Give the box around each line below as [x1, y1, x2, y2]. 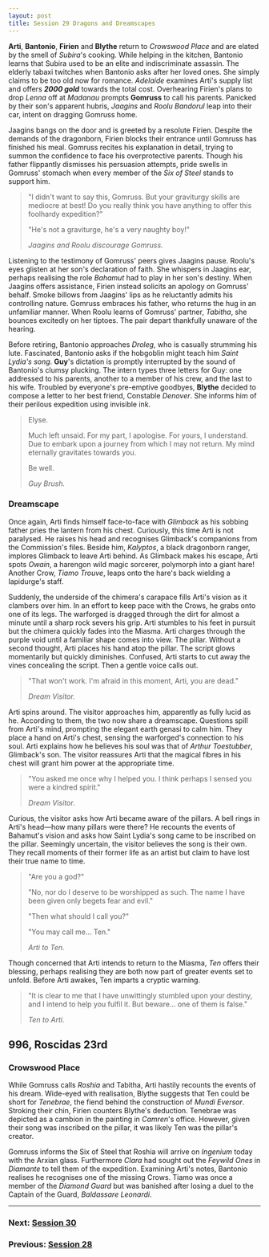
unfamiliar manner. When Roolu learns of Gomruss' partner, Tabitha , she [8, 307, 247, 316]
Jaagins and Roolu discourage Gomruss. [27, 240, 163, 250]
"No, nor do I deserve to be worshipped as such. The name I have [27, 887, 246, 896]
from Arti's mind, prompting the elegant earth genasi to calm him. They [8, 724, 243, 733]
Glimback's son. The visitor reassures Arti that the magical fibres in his [8, 749, 242, 759]
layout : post [8, 11, 52, 20]
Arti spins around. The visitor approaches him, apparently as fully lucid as [8, 707, 251, 716]
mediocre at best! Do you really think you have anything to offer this [27, 200, 252, 210]
